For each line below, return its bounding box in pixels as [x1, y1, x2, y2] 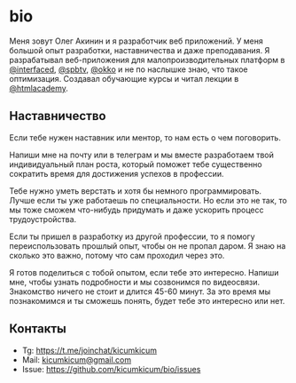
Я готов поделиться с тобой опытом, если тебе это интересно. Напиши [9, 267, 279, 277]
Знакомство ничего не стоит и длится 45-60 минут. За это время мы [9, 286, 271, 297]
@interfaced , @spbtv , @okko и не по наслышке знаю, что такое [9, 64, 248, 75]
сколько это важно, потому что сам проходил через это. [9, 250, 225, 260]
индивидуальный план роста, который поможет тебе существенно [9, 158, 263, 170]
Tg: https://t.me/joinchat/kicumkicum [21, 345, 158, 355]
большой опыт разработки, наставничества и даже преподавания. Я [9, 44, 270, 55]
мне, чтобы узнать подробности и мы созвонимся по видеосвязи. [9, 276, 261, 287]
